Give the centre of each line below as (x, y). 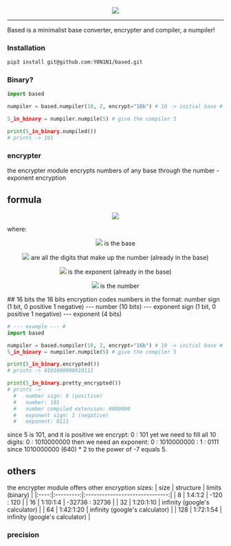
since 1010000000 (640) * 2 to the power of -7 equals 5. (87, 449)
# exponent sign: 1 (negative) (61, 415)
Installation (26, 48)
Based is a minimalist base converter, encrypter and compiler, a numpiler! (111, 30)
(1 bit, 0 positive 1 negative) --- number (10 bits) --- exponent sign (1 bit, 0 (112, 306)
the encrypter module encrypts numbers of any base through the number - (113, 171)
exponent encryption (37, 178)
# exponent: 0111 (41, 422)
